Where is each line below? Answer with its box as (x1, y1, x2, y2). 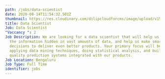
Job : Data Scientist (5, 26, 48, 30)
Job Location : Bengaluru (5, 57, 56, 62)
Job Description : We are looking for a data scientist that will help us (5, 35, 160, 40)
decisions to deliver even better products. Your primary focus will (9, 44, 155, 49)
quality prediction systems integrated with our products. (9, 53, 133, 58)
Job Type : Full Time (5, 62, 48, 67)
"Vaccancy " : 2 (5, 30, 36, 35)
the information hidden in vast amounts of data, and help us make (9, 39, 151, 44)
